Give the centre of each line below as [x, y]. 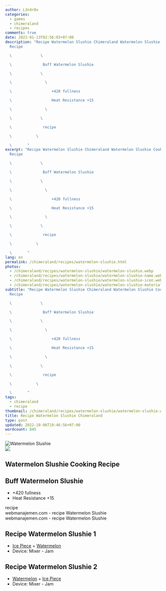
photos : [13, 266]
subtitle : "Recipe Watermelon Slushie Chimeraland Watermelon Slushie [79, 290]
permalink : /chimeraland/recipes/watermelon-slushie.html [66, 262]
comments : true [21, 33]
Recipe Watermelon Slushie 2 [51, 566]
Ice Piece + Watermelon [37, 546]
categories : [17, 14]
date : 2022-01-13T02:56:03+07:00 [40, 38]
